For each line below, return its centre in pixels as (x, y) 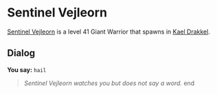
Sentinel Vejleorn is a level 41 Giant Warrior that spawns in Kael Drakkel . (109, 32)
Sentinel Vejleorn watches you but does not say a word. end (109, 83)
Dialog (21, 53)
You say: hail (27, 69)
